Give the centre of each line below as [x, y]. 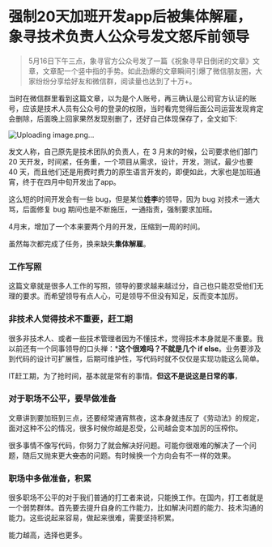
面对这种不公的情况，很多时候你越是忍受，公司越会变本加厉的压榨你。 [125, 428]
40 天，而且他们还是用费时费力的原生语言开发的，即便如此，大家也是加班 [131, 172]
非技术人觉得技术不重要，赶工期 [71, 319]
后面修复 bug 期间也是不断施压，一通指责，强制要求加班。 [119, 209]
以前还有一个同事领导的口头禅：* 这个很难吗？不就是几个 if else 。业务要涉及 [135, 348]
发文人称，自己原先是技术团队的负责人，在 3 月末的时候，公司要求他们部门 [133, 152]
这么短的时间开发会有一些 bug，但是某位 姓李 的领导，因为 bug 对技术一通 [131, 199]
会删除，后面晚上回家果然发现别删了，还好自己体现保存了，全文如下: [123, 118]
